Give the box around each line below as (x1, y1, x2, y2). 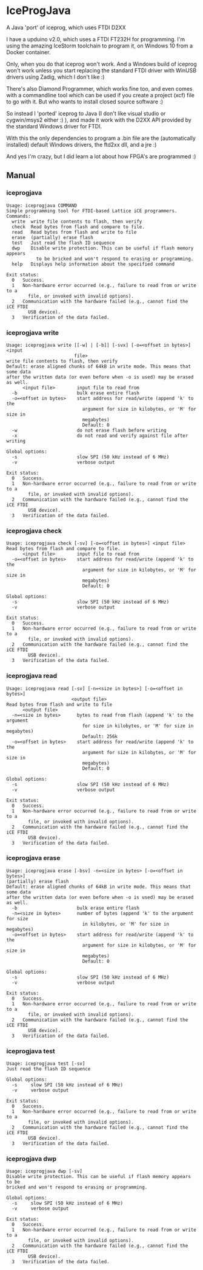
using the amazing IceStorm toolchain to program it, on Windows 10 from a (6, 42, 193, 49)
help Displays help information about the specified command (12, 261, 175, 267)
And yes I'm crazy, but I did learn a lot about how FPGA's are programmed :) (6, 153, 196, 160)
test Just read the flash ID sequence (12, 240, 115, 246)
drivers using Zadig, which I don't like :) (6, 73, 105, 80)
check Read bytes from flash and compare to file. (12, 223, 145, 230)
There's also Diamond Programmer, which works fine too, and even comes (6, 85, 193, 92)
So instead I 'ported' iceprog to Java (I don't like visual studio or (6, 110, 166, 117)
